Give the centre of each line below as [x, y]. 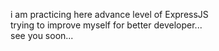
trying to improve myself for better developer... [106, 25]
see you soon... [42, 35]
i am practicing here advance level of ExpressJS [109, 14]
